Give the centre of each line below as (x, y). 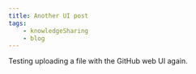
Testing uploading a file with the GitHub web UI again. (98, 61)
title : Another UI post (49, 16)
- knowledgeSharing (56, 31)
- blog (34, 38)
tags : (17, 23)
